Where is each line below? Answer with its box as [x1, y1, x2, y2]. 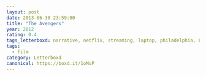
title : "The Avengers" [6, 20, 64, 26]
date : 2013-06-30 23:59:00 [6, 15, 75, 21]
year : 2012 [6, 26, 34, 32]
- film [12, 49, 29, 55]
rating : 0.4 [6, 32, 37, 38]
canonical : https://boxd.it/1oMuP [6, 60, 95, 66]
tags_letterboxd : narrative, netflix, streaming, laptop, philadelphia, [6, 37, 196, 44]
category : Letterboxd [6, 55, 62, 61]
